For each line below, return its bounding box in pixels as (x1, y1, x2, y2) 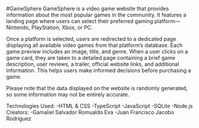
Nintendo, (6, 24, 31, 31)
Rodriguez (6, 115, 31, 122)
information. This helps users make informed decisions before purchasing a (6, 67, 191, 73)
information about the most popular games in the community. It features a (6, 11, 187, 18)
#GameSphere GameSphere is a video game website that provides (6, 5, 169, 12)
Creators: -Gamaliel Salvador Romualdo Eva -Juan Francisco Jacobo (6, 109, 174, 116)
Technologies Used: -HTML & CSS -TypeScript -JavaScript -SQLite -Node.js (6, 103, 193, 109)
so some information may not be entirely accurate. (6, 91, 129, 98)
